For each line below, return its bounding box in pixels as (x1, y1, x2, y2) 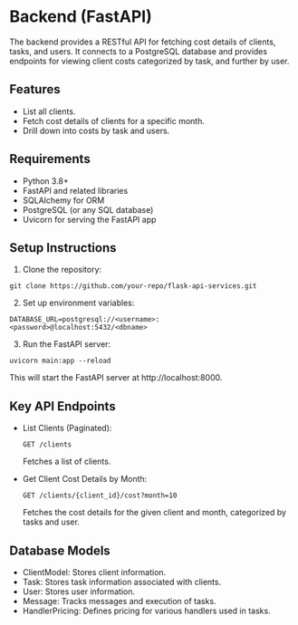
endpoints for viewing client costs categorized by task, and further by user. (9, 55, 290, 66)
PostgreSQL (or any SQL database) (22, 204, 154, 215)
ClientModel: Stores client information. (22, 567, 167, 577)
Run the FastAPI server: (22, 339, 111, 350)
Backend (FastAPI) (9, 6, 152, 27)
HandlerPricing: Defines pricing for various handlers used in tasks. (22, 605, 271, 616)
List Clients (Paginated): (22, 423, 112, 434)
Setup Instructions (9, 240, 117, 255)
